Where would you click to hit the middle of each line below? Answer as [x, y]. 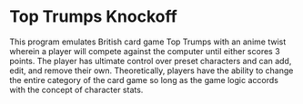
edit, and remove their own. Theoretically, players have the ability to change [151, 71]
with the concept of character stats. [76, 90]
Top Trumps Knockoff [93, 17]
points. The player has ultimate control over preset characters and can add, [151, 61]
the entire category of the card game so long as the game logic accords [144, 80]
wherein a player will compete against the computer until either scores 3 [145, 51]
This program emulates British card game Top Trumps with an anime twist [148, 42]
